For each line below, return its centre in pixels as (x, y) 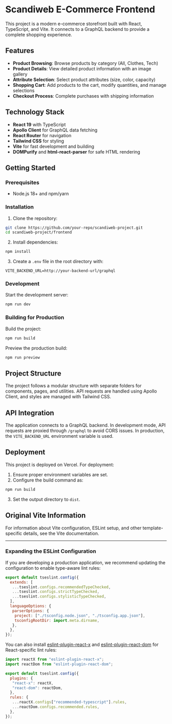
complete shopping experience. (39, 34)
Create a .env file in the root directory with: (58, 262)
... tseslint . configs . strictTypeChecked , (56, 592)
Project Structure (33, 373)
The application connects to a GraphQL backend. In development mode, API (85, 425)
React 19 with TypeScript (39, 124)
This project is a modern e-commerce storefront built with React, (74, 24)
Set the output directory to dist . (46, 499)
